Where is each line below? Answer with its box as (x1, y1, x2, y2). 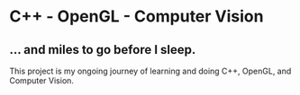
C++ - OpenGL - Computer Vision (9, 6, 264, 27)
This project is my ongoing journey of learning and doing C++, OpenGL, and (9, 65, 292, 76)
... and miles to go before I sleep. (9, 42, 196, 57)
